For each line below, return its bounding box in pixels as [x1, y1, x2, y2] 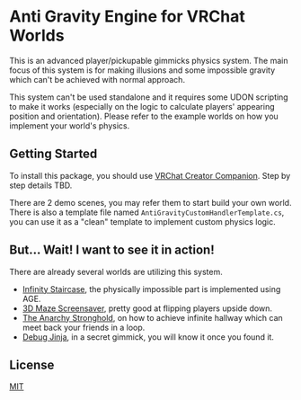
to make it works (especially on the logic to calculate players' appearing [9, 101, 276, 111]
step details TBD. [9, 180, 73, 191]
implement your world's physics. [9, 120, 130, 131]
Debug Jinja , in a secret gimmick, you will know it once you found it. [22, 331, 274, 342]
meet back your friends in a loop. [22, 322, 146, 333]
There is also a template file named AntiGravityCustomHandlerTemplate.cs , [9, 207, 285, 218]
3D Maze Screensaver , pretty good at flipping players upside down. [22, 303, 272, 314]
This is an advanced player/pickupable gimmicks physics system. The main [9, 55, 288, 66]
